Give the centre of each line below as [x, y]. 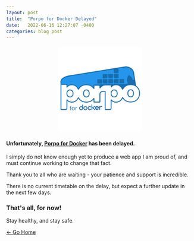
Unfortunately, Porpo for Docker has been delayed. [71, 144]
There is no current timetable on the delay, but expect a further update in [96, 186]
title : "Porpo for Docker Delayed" [51, 19]
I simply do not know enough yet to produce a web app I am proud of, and [97, 157]
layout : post [22, 12]
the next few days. [29, 192]
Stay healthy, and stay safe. [40, 221]
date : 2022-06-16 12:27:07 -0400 [50, 25]
